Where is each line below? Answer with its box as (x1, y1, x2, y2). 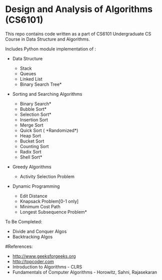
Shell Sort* (19, 154, 42, 160)
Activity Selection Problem (19, 173, 75, 179)
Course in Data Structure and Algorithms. (5, 36, 90, 42)
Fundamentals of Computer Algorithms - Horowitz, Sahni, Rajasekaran (12, 269, 157, 275)
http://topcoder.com (12, 258, 54, 264)
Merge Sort (19, 122, 43, 128)
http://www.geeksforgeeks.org (12, 253, 76, 259)
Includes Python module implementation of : (5, 46, 96, 52)
